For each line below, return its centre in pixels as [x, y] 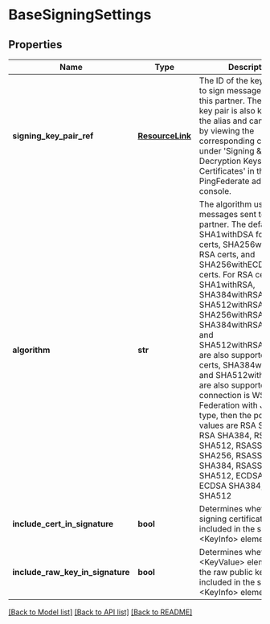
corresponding [227, 141]
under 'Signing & [231, 151]
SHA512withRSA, [232, 305]
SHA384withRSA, [232, 295]
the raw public [226, 572]
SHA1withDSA [226, 234]
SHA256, [217, 456]
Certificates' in [227, 171]
